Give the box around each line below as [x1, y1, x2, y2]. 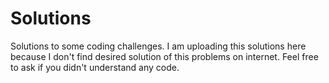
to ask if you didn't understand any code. [10, 61, 180, 73]
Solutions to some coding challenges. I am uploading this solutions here [10, 40, 307, 52]
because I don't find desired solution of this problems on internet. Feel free [10, 50, 319, 62]
